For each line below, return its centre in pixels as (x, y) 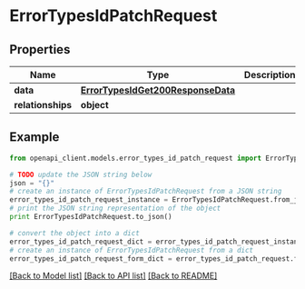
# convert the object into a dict (75, 233)
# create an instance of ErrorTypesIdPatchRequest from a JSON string (146, 192)
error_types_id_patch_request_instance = (89, 200)
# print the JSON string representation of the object (115, 209)
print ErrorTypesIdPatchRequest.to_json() (91, 217)
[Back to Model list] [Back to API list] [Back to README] (113, 276)
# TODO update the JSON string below (81, 174)
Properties (40, 50)
